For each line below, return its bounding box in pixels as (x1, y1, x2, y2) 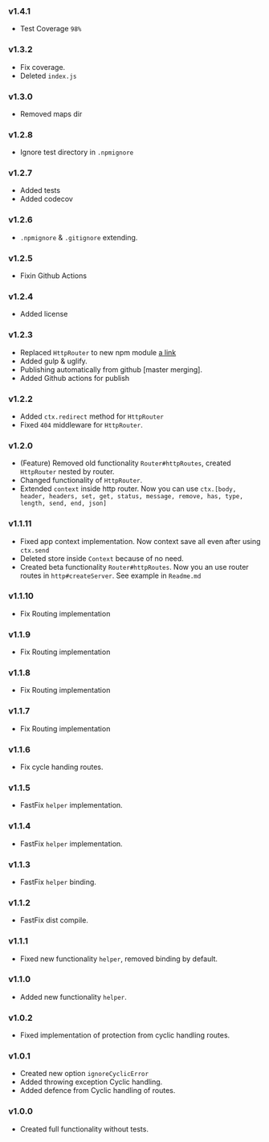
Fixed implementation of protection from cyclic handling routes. (19, 1030, 230, 1040)
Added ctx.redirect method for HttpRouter (19, 411, 165, 421)
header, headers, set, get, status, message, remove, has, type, (19, 493, 243, 501)
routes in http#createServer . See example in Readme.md (19, 571, 202, 580)
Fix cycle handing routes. (19, 762, 104, 772)
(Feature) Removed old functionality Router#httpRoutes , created (19, 458, 231, 468)
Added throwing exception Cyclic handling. (19, 1077, 163, 1087)
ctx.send (19, 546, 50, 555)
